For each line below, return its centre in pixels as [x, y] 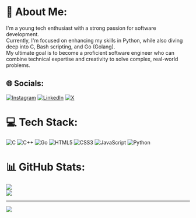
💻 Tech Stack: [42, 122]
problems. [18, 65]
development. [22, 34]
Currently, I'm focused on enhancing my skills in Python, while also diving [94, 40]
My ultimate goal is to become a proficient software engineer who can [90, 52]
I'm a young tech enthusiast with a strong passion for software [81, 28]
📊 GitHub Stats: [46, 167]
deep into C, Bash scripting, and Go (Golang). [61, 47]
